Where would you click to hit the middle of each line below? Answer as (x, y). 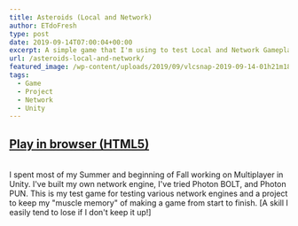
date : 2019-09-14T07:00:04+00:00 (71, 42)
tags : (19, 75)
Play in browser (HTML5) (79, 144)
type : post (29, 34)
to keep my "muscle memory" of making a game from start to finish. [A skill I (149, 203)
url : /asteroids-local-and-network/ (77, 58)
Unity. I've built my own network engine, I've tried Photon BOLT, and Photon (148, 184)
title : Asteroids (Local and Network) (81, 17)
